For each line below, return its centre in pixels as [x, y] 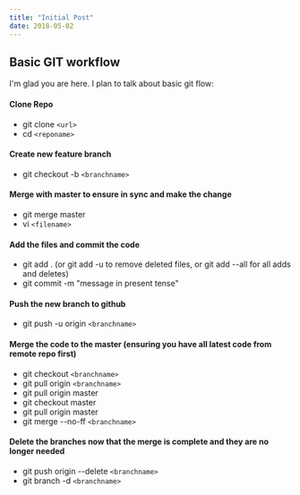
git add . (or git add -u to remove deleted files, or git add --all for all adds [156, 264]
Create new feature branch [60, 154]
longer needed [37, 451]
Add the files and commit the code [75, 244]
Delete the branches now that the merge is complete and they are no [139, 442]
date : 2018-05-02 [42, 26]
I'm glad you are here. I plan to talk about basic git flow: [111, 84]
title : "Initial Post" [51, 17]
